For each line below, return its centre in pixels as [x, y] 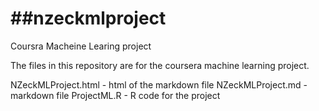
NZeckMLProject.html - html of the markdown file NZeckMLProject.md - [159, 84]
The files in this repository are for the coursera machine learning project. [160, 65]
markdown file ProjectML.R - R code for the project [115, 95]
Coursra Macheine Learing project [81, 46]
